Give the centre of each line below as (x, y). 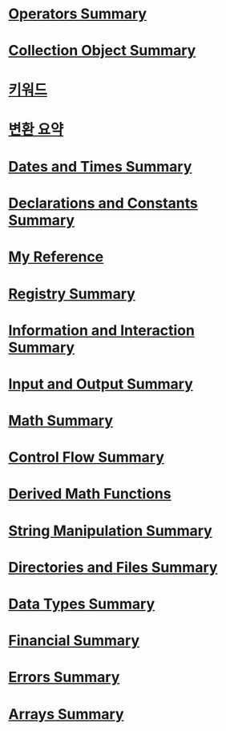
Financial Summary (74, 641)
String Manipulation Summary (110, 531)
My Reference (56, 257)
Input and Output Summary (101, 384)
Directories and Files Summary (113, 567)
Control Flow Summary (86, 457)
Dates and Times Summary (100, 166)
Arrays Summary (66, 714)
